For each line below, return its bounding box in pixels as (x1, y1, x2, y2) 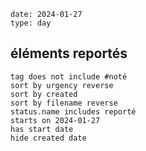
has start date (10, 124, 74, 134)
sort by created (10, 89, 78, 99)
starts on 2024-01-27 (10, 115, 101, 125)
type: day (10, 18, 52, 28)
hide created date (10, 133, 87, 143)
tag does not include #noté (10, 71, 128, 82)
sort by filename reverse (10, 98, 118, 108)
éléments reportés (10, 45, 128, 62)
